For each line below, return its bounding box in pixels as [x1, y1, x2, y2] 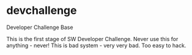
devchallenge [6, 4, 77, 18]
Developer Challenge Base [6, 24, 73, 31]
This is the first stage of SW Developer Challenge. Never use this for [6, 35, 179, 42]
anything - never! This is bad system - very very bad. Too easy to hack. [6, 42, 186, 49]
